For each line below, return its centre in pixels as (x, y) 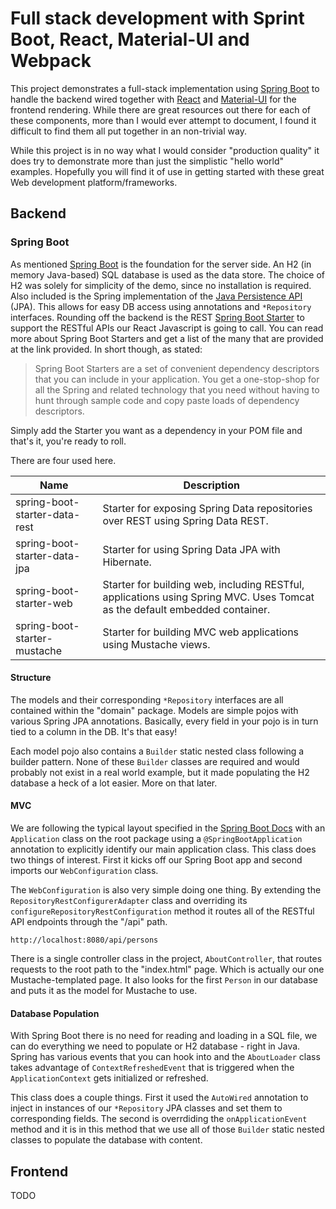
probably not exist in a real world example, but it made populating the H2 (160, 772)
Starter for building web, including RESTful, (203, 584)
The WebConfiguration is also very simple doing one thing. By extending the (166, 890)
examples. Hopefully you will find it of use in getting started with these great (167, 171)
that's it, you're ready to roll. (68, 441)
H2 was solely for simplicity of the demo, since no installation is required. (161, 285)
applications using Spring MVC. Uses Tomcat (208, 597)
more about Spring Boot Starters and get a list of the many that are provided (167, 338)
